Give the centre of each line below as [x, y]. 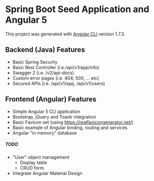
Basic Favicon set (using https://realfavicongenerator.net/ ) [73, 122]
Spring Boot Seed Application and [77, 9]
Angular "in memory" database [45, 133]
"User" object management [41, 157]
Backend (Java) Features [45, 50]
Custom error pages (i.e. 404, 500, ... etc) [56, 78]
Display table [33, 162]
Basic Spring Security [35, 62]
